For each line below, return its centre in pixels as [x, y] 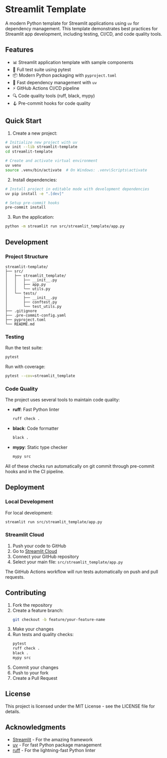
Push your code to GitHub [39, 546]
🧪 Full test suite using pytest [42, 70]
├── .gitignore [21, 311]
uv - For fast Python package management [57, 745]
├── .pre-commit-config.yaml [36, 315]
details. [13, 711]
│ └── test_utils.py [33, 306]
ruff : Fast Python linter [36, 410]
